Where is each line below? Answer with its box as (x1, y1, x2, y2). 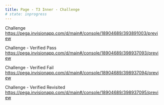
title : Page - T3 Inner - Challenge (5, 7, 80, 12)
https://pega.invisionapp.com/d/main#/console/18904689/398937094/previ (5, 70, 159, 75)
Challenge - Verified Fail (5, 64, 54, 70)
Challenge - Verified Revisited (5, 84, 65, 90)
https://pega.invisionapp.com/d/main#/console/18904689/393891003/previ (5, 30, 158, 36)
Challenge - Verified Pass (5, 45, 57, 51)
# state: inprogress (5, 12, 47, 17)
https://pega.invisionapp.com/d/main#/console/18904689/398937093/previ (5, 50, 159, 56)
